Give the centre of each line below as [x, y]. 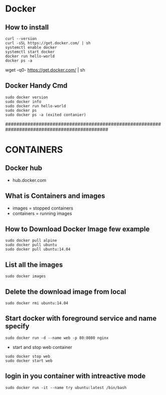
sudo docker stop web [28, 356]
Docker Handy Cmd [36, 86]
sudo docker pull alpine [31, 241]
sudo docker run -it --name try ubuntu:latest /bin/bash [66, 387]
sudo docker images [26, 276]
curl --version [21, 39]
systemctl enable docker [31, 48]
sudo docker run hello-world [36, 106]
